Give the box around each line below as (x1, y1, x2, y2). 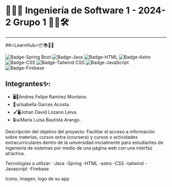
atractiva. (5, 150, 26, 156)
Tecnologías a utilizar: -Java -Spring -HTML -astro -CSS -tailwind (5, 160, 144, 166)
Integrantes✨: (5, 79, 51, 89)
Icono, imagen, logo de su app (5, 175, 70, 181)
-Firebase (28, 165, 50, 172)
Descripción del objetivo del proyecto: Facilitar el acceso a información (5, 128, 155, 135)
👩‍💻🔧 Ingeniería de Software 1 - (5, 5, 137, 16)
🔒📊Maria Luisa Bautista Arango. (12, 116, 81, 122)
